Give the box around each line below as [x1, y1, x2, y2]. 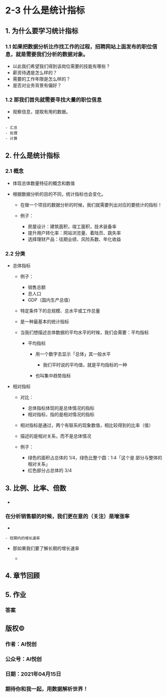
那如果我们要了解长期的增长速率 [12, 545, 79, 551]
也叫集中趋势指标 [35, 372, 71, 379]
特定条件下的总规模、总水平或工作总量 [20, 308, 100, 314]
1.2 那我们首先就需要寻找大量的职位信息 [5, 96, 102, 103]
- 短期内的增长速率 [5, 535, 40, 541]
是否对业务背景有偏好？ [12, 82, 62, 88]
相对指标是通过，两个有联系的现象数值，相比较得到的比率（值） [20, 422, 153, 428]
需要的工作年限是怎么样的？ [12, 76, 71, 82]
